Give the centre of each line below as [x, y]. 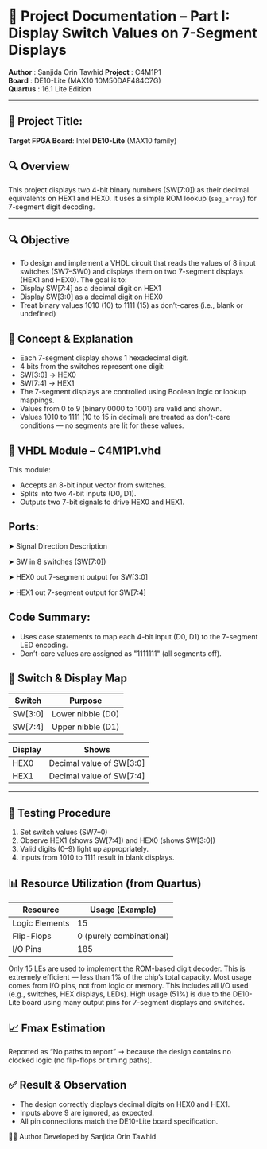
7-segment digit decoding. [52, 207]
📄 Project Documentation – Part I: [119, 16]
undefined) [38, 314]
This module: [30, 470]
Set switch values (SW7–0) [64, 832]
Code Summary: [50, 617]
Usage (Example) [123, 910]
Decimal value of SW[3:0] [97, 763]
